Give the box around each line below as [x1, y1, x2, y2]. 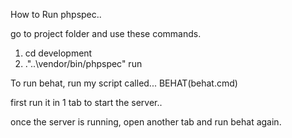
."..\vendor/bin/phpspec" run [24, 58, 143, 69]
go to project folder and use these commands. [10, 28, 202, 39]
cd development [24, 47, 93, 59]
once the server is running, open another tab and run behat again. [10, 116, 282, 128]
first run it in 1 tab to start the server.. [10, 97, 163, 108]
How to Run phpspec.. [10, 9, 102, 20]
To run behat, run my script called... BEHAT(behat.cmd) [10, 77, 238, 89]
